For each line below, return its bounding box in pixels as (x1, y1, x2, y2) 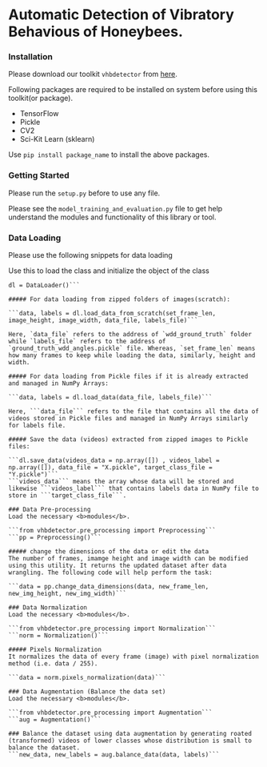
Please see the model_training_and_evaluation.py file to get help (8, 203, 223, 213)
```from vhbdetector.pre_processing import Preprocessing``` (8, 527, 217, 535)
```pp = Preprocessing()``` (8, 534, 102, 542)
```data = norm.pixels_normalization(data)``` (8, 674, 166, 682)
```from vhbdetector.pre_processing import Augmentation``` (8, 709, 213, 717)
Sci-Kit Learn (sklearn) (19, 135, 95, 144)
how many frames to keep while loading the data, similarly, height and (8, 351, 256, 359)
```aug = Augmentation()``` (8, 716, 102, 724)
